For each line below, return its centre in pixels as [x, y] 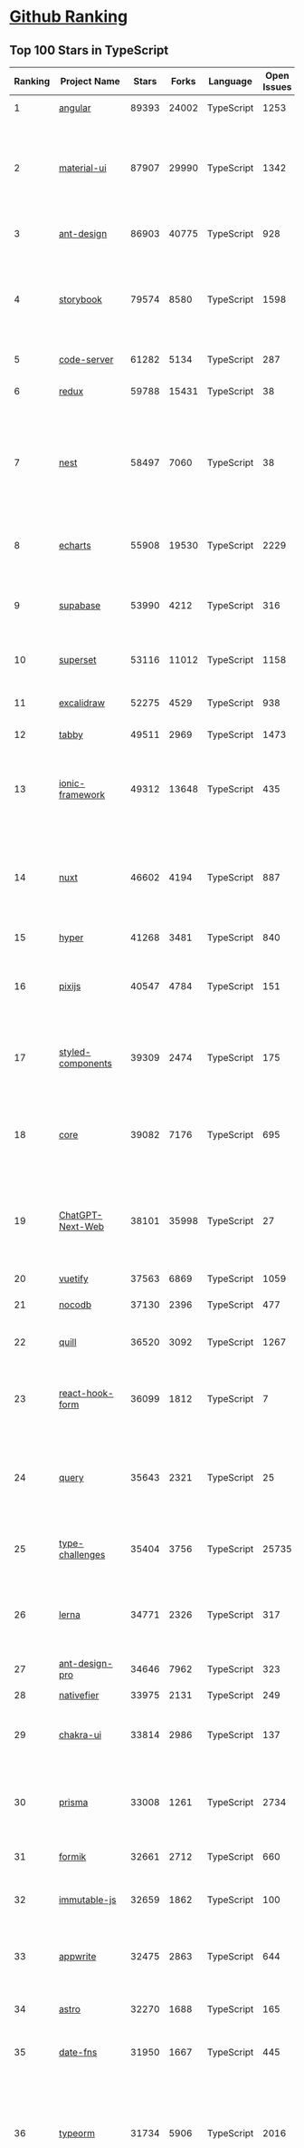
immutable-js [87, 1900]
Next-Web [81, 1226]
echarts [75, 545]
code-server [86, 360]
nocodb [75, 1305]
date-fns [78, 2052]
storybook [80, 299]
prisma [73, 1802]
